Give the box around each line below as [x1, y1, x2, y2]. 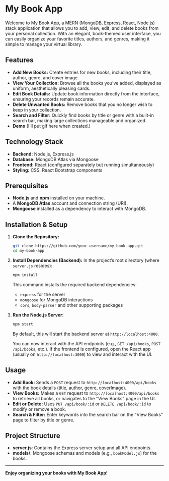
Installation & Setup [5, 220, 68, 229]
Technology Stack [5, 137, 63, 146]
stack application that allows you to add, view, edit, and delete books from [5, 25, 159, 31]
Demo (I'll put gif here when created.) [12, 123, 91, 129]
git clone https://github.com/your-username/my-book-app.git [12, 243, 144, 249]
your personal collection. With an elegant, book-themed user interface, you [5, 30, 161, 36]
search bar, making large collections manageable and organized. [12, 117, 147, 124]
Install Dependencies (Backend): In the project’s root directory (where [12, 257, 159, 263]
